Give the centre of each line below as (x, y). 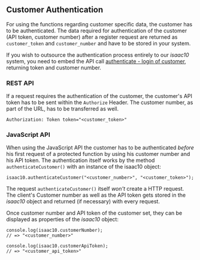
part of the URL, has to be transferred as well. (63, 109)
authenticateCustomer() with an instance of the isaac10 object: (84, 167)
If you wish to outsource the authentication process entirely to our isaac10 (98, 55)
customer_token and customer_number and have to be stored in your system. (99, 43)
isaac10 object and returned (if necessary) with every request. (83, 201)
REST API (20, 83)
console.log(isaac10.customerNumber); (54, 230)
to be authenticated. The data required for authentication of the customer (97, 30)
